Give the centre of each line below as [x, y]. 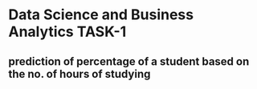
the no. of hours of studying [80, 74]
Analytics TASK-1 [67, 32]
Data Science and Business [101, 15]
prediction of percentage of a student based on [129, 61]
